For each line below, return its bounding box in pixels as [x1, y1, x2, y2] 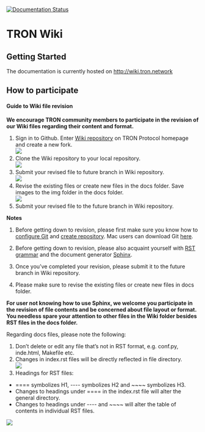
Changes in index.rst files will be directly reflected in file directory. [15, 355, 182, 363]
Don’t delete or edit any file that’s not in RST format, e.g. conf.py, [15, 342, 179, 350]
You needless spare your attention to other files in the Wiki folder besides [6, 312, 197, 320]
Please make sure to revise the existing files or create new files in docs [15, 281, 195, 288]
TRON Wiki [6, 27, 63, 41]
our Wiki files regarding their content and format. [6, 122, 134, 130]
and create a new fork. [15, 141, 72, 148]
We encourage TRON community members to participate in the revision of [6, 116, 199, 123]
